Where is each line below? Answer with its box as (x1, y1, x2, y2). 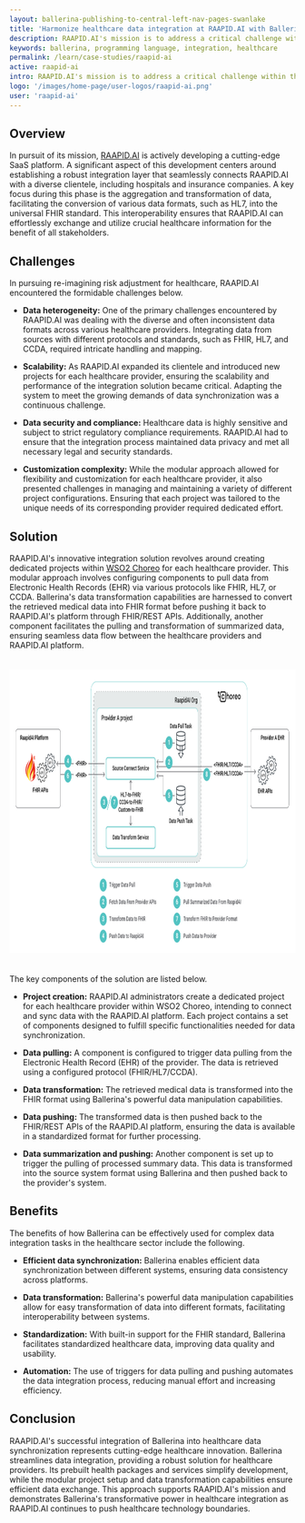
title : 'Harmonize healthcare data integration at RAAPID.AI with (9, 24, 266, 34)
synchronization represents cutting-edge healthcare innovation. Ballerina (9, 1445, 283, 1456)
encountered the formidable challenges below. (9, 287, 183, 299)
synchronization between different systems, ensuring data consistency (22, 1264, 289, 1275)
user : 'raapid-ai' (9, 91, 79, 100)
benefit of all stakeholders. (9, 227, 110, 238)
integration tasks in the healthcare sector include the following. (9, 1237, 245, 1248)
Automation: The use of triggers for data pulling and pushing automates (22, 1365, 293, 1376)
